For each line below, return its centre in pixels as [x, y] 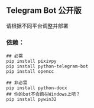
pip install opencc [30, 72]
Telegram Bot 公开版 [44, 11]
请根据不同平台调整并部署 [37, 26]
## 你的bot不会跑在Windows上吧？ [43, 95]
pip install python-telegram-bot [47, 66]
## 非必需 [17, 83]
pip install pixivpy [32, 61]
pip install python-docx [37, 88]
